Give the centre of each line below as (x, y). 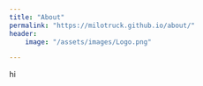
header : (23, 33)
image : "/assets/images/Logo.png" (88, 42)
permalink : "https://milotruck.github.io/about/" (102, 25)
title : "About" (37, 17)
